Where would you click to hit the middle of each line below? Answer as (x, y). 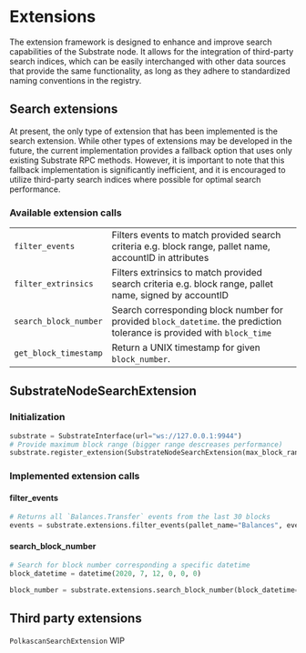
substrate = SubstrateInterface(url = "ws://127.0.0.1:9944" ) (126, 436)
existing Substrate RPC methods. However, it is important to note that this (147, 160)
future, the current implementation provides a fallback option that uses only (151, 150)
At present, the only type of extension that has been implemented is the (144, 131)
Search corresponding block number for (198, 310)
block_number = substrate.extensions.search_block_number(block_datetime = (154, 590)
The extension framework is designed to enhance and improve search (141, 42)
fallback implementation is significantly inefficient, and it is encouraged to (148, 169)
